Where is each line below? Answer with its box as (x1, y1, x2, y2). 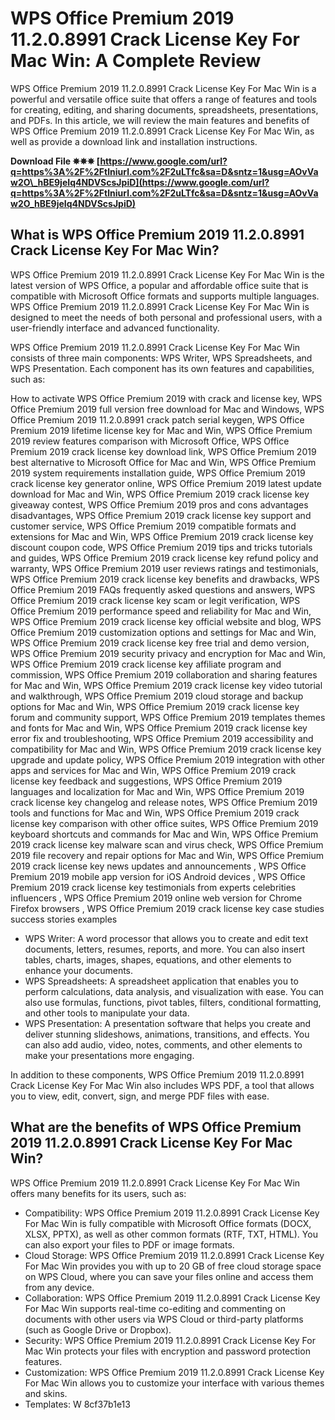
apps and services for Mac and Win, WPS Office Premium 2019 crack (10, 764, 297, 776)
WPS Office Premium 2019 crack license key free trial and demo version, (10, 637, 310, 649)
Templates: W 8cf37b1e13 (24, 1398, 131, 1410)
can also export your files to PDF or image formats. (24, 1238, 235, 1251)
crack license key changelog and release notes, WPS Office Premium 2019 (10, 796, 318, 808)
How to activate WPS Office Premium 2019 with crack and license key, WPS (10, 392, 323, 404)
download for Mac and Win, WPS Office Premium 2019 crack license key (10, 488, 310, 500)
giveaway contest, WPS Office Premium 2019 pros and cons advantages (10, 498, 309, 511)
